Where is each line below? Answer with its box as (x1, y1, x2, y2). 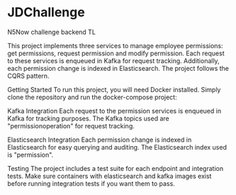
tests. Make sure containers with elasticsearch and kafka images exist (7, 172, 212, 180)
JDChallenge (7, 4, 85, 21)
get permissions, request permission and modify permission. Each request (7, 49, 225, 57)
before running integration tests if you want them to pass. (7, 179, 175, 188)
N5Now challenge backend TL (7, 28, 96, 36)
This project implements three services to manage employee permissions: (7, 41, 223, 50)
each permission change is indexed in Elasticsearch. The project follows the (7, 64, 229, 72)
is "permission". (7, 150, 54, 159)
